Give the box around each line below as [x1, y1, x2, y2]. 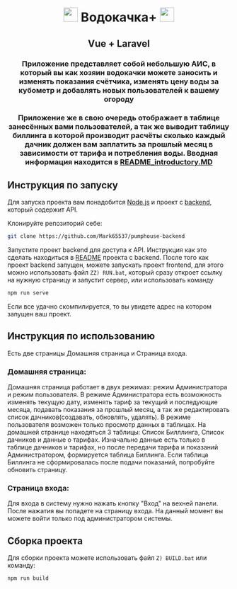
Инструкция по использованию [7, 330, 156, 343]
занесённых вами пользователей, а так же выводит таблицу [8, 122, 230, 132]
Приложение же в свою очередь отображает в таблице [17, 113, 221, 123]
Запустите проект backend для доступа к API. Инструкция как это [7, 246, 207, 254]
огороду [103, 94, 134, 104]
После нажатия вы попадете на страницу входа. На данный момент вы [7, 507, 224, 515]
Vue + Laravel [87, 38, 151, 50]
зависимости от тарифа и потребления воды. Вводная [20, 149, 218, 159]
